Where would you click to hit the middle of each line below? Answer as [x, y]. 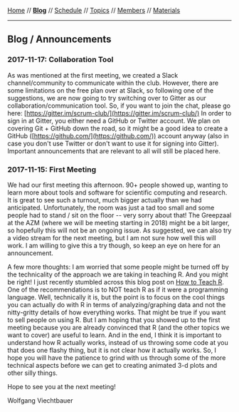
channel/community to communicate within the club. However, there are [113, 83]
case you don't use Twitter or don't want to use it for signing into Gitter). [113, 143]
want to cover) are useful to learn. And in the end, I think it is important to [115, 335]
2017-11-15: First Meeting [52, 169]
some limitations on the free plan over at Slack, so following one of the [111, 90]
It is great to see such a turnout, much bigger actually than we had [105, 200]
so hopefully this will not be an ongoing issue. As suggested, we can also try [119, 230]
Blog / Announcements [59, 40]
